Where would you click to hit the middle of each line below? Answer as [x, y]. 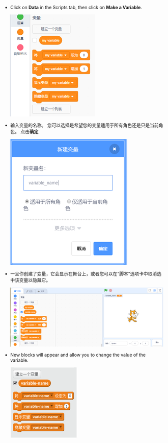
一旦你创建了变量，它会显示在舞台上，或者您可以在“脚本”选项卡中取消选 [86, 274]
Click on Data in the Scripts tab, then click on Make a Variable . [76, 7]
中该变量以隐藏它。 [30, 280]
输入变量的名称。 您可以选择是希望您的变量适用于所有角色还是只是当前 [84, 125]
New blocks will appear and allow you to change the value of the [78, 355]
